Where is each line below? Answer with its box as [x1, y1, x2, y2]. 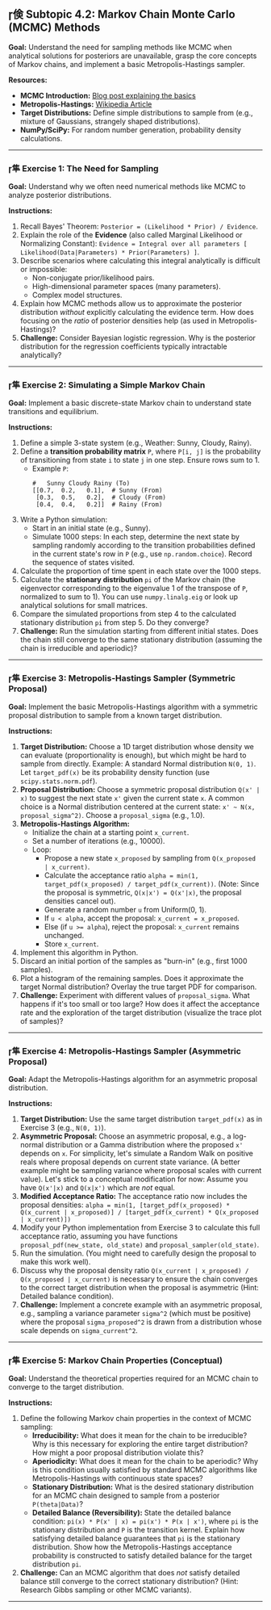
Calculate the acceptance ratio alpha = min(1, [44, 870, 199, 880]
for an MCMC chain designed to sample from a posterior [31, 1491, 220, 1500]
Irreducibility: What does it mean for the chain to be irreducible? [31, 1431, 248, 1440]
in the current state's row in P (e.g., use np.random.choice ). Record [31, 549, 252, 559]
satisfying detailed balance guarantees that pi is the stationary [31, 1533, 240, 1544]
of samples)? [19, 1016, 64, 1025]
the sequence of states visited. [31, 558, 135, 568]
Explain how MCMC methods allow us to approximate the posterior [19, 299, 243, 308]
